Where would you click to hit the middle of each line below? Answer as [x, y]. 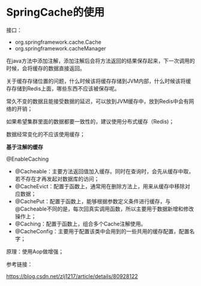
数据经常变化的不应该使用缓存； [46, 134]
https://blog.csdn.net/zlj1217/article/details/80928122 [72, 276]
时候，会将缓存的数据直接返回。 [46, 68]
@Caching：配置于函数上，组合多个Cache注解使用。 [80, 224]
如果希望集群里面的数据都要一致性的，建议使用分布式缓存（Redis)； [90, 121]
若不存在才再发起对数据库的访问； [57, 179]
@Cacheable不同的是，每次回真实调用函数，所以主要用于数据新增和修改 [104, 209]
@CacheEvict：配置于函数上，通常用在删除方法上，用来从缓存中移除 [100, 186]
